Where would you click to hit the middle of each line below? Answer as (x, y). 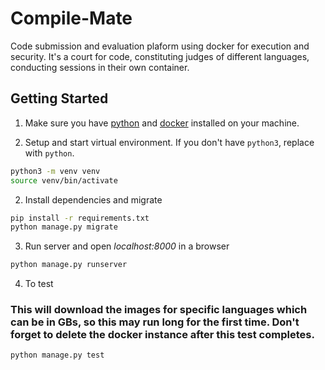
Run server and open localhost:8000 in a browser (127, 246)
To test (39, 284)
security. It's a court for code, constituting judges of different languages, (160, 56)
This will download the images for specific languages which (159, 310)
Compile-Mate (71, 18)
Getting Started (59, 98)
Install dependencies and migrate (93, 199)
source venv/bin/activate (64, 180)
